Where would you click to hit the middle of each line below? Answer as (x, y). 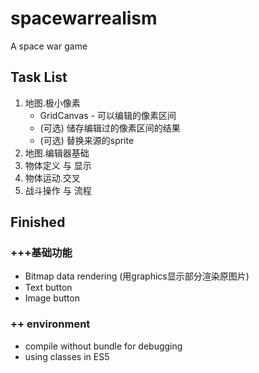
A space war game (49, 46)
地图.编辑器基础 (57, 153)
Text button (48, 288)
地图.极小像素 (52, 103)
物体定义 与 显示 (58, 165)
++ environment (50, 324)
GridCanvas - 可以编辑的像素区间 (108, 115)
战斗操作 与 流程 (58, 190)
